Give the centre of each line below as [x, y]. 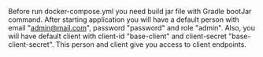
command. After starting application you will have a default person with [124, 20]
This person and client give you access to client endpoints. [151, 45]
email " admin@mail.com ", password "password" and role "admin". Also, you [132, 28]
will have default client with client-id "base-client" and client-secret [117, 36]
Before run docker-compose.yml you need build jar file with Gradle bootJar [130, 11]
